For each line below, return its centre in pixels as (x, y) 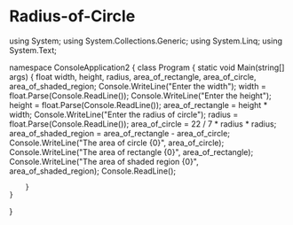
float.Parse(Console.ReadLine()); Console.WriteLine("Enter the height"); (141, 96)
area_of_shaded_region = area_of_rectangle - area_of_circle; (120, 133)
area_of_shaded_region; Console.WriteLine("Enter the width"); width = (138, 86)
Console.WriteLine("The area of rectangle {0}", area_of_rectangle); (131, 151)
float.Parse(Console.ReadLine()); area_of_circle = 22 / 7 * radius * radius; (143, 124)
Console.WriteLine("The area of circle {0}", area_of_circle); (117, 143)
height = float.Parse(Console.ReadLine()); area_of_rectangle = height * (139, 105)
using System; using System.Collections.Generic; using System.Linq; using (146, 41)
